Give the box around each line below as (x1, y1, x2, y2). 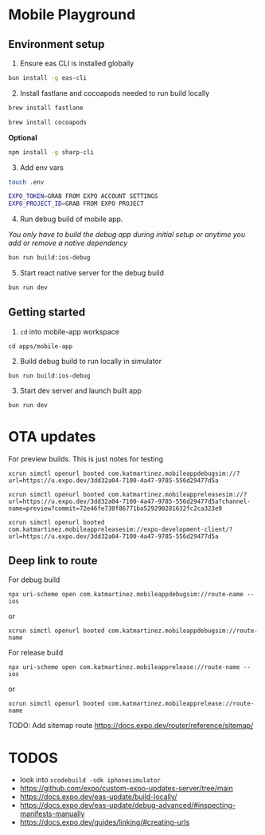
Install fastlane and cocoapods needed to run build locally (19, 88, 210, 97)
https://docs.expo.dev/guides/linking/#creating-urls (19, 817, 190, 827)
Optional (8, 133, 37, 142)
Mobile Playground (8, 6, 136, 24)
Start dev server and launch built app (19, 386, 142, 395)
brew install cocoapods (8, 118, 88, 126)
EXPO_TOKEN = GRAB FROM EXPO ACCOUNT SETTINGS (8, 192, 158, 200)
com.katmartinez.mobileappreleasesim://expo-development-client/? (8, 525, 233, 533)
